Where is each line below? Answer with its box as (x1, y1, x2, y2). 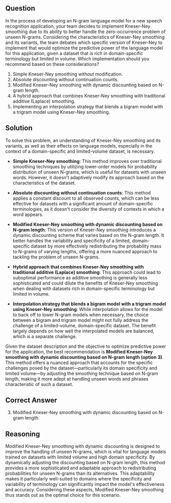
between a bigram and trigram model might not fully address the (12, 317, 149, 323)
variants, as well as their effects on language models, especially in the (5, 142, 153, 149)
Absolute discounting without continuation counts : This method (12, 189, 151, 196)
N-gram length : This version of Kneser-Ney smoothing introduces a (12, 227, 156, 233)
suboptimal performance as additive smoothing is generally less (12, 274, 148, 280)
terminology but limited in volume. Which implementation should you (5, 56, 150, 62)
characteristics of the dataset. (12, 180, 76, 186)
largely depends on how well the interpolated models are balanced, (12, 328, 155, 334)
